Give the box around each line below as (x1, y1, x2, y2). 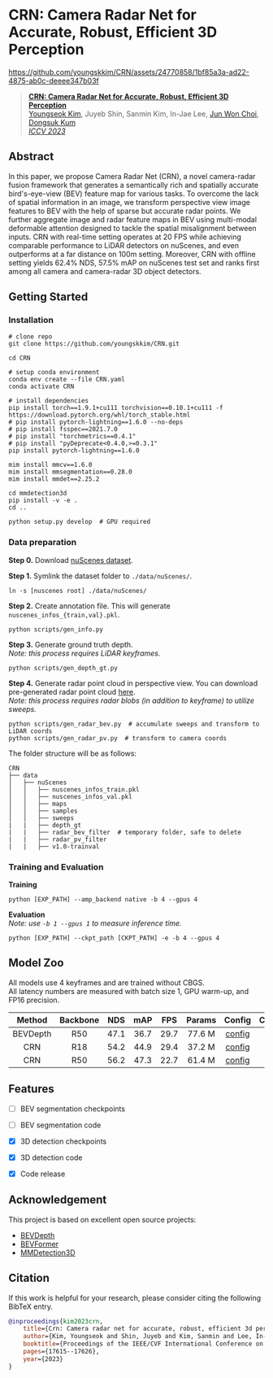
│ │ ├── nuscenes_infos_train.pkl (8, 785, 140, 794)
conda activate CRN (8, 382, 75, 391)
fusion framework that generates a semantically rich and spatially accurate (8, 180, 258, 190)
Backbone (59, 1014, 100, 1026)
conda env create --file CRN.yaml (8, 376, 126, 384)
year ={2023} (23, 1354, 63, 1363)
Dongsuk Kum (28, 117, 76, 127)
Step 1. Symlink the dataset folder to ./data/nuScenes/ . (8, 571, 193, 581)
